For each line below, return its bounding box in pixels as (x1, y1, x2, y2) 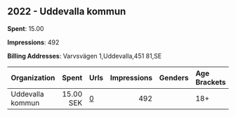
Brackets (195, 77, 226, 87)
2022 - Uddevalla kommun (7, 6, 126, 18)
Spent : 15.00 (7, 24, 44, 32)
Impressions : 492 (7, 38, 60, 47)
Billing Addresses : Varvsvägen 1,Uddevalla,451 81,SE (7, 51, 162, 60)
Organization (11, 73, 55, 82)
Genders (159, 73, 189, 82)
